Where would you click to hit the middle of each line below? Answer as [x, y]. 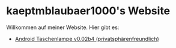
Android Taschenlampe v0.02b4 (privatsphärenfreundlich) [87, 39]
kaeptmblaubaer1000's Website [88, 11]
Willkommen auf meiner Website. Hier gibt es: [63, 27]
